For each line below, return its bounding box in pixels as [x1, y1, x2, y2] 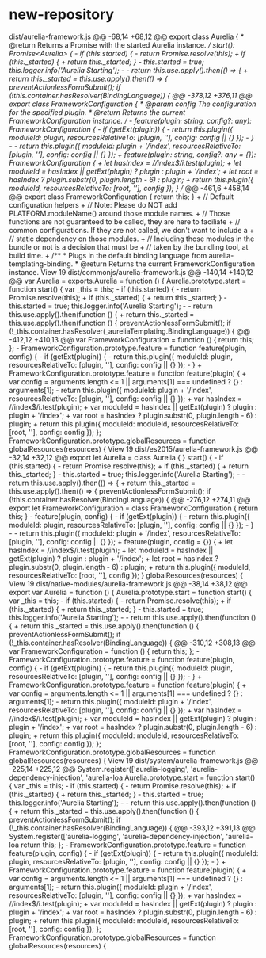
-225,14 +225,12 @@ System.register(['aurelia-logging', [9, 764, 189, 773]
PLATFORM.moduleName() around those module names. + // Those [9, 208, 230, 218]
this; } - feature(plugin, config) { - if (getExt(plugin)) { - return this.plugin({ [9, 511, 250, 521]
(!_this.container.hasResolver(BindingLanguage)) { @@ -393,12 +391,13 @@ [9, 823, 256, 833]
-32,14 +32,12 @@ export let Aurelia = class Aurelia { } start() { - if [9, 452, 224, 462]
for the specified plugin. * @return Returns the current [9, 107, 186, 116]
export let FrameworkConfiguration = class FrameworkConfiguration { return [9, 503, 259, 513]
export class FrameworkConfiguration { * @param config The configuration [9, 99, 256, 109]
